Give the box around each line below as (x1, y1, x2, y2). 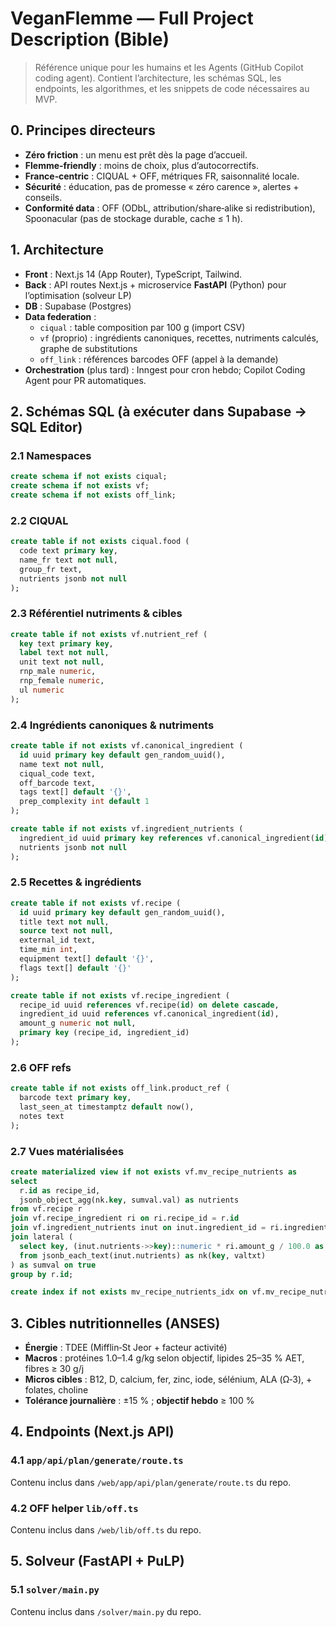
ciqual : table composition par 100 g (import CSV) (39, 321, 246, 333)
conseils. (24, 191, 63, 203)
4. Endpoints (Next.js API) (10, 1423, 175, 1441)
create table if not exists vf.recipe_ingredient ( (10, 990, 230, 1001)
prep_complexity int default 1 (19, 797, 150, 807)
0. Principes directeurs (10, 122, 156, 139)
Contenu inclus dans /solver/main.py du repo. (10, 1605, 202, 1617)
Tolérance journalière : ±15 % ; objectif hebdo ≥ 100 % (24, 1395, 255, 1407)
